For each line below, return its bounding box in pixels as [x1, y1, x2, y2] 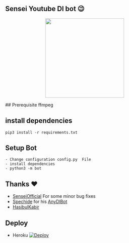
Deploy [5, 219, 28, 227]
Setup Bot [5, 144, 37, 152]
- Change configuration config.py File [5, 157, 92, 162]
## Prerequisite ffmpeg [5, 101, 53, 108]
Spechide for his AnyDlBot [12, 198, 68, 205]
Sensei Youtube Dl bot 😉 [5, 5, 85, 13]
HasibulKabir [12, 204, 39, 210]
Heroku [12, 232, 28, 238]
